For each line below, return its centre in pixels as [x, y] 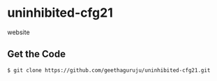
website [18, 32]
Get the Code [37, 54]
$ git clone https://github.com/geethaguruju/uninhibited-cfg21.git [109, 70]
